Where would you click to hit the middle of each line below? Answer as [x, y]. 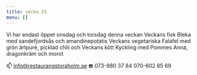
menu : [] [17, 17]
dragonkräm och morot [35, 53]
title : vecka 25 [27, 12]
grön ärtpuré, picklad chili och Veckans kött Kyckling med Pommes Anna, [97, 47]
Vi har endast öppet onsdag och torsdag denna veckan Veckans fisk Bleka [99, 34]
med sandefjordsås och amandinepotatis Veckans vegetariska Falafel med [98, 41]
